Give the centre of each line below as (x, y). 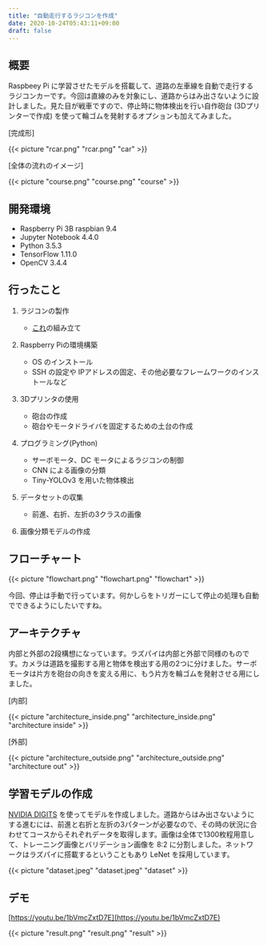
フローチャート (45, 559)
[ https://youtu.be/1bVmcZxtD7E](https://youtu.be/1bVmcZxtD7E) (114, 918)
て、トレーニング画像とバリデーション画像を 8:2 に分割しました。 (117, 845)
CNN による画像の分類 (69, 470)
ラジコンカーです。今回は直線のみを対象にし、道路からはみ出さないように (130, 96)
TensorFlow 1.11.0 (48, 254)
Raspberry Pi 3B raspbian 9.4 (68, 228)
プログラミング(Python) (59, 443)
